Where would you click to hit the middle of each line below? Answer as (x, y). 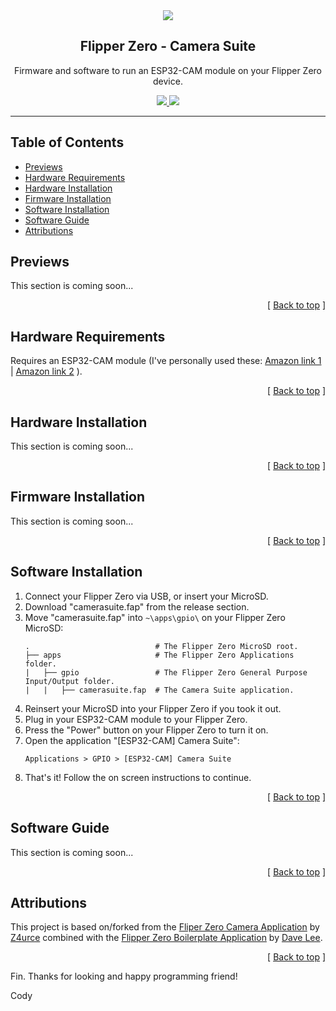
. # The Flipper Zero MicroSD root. (161, 646)
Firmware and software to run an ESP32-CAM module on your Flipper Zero (168, 70)
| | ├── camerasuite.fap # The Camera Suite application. (159, 690)
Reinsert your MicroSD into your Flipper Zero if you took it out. (153, 708)
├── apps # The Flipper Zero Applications (159, 655)
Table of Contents (67, 142)
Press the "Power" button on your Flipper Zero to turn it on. (146, 730)
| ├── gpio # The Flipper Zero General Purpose (166, 672)
